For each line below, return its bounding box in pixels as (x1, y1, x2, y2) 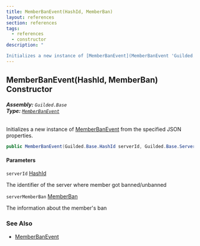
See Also (6, 219, 33, 227)
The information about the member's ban (6, 204, 107, 212)
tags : (6, 25, 20, 32)
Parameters (6, 156, 36, 164)
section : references (6, 20, 58, 26)
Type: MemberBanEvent (6, 107, 60, 114)
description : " (6, 42, 44, 48)
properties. (6, 132, 33, 139)
